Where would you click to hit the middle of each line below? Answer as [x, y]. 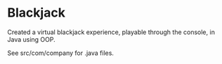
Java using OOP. [32, 39]
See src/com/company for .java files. [61, 53]
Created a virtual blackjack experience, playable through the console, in [111, 32]
